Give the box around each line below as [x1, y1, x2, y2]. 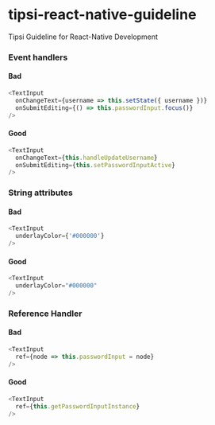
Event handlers [8, 52, 68, 63]
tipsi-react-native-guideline [8, 6, 197, 24]
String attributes [8, 187, 73, 198]
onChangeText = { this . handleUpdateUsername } [15, 154, 158, 162]
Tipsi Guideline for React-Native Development [8, 32, 159, 41]
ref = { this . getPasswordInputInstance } [15, 402, 140, 411]
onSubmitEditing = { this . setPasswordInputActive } [15, 161, 176, 169]
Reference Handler [8, 308, 83, 319]
